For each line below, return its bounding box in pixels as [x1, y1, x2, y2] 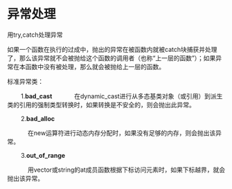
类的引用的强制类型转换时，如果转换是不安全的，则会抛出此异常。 [7, 100, 195, 109]
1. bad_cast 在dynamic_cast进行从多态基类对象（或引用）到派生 [20, 91, 223, 100]
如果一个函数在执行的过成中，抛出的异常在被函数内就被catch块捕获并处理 [7, 45, 217, 53]
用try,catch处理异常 [7, 30, 64, 39]
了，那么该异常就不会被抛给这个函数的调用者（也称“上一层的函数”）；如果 [7, 53, 216, 62]
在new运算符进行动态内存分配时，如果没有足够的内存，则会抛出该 [27, 129, 216, 137]
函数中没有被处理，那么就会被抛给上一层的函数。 [25, 62, 165, 71]
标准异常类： [7, 77, 44, 85]
